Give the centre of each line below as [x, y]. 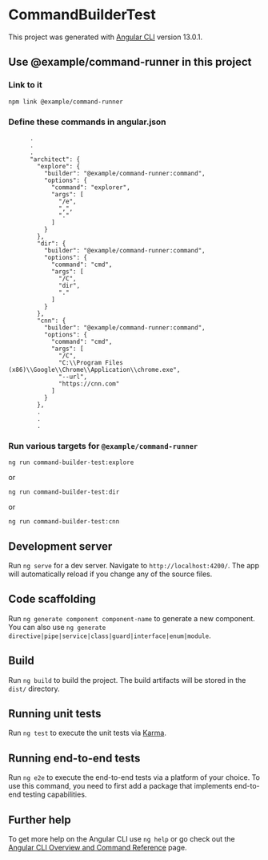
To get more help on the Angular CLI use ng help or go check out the [122, 839]
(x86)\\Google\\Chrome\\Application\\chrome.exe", [94, 369]
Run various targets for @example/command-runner [103, 446]
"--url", [73, 377]
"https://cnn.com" [89, 384]
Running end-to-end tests [74, 758]
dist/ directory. [34, 688]
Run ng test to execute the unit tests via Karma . [87, 733]
